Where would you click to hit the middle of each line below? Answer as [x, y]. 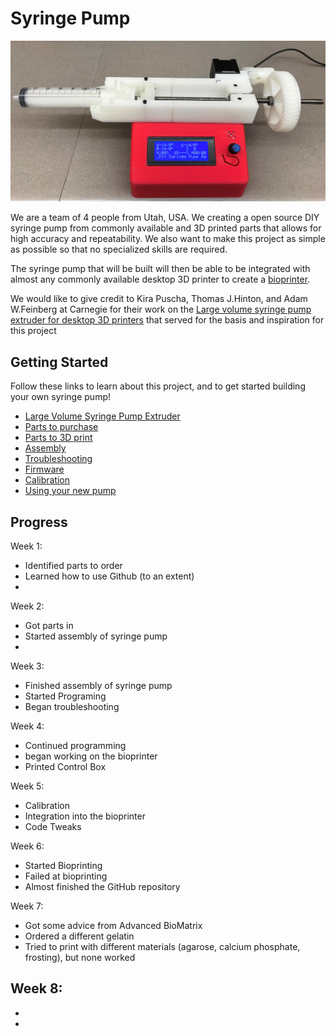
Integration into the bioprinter [85, 816]
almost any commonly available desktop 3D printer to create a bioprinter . [160, 279]
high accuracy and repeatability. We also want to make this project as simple [168, 239]
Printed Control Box [65, 766]
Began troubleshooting [72, 706]
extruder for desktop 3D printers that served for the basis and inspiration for [167, 320]
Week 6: [27, 846]
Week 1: [26, 546]
